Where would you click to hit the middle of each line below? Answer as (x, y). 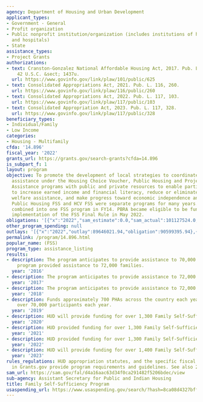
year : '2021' (28, 333)
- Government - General (36, 23)
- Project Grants (28, 57)
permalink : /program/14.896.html (48, 237)
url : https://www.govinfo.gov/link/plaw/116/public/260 (83, 91)
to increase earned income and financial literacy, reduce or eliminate (105, 192)
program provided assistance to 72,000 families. (81, 266)
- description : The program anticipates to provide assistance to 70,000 (101, 260)
